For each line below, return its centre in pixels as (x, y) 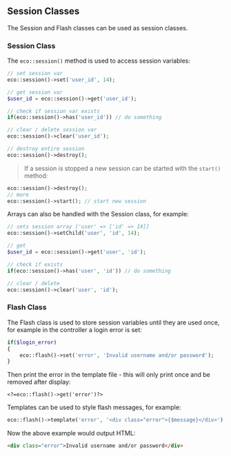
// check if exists (35, 265)
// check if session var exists (53, 111)
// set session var (35, 74)
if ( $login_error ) (32, 342)
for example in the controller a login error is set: (75, 329)
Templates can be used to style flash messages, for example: (94, 407)
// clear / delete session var (52, 130)
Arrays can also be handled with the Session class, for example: (98, 214)
